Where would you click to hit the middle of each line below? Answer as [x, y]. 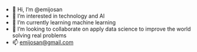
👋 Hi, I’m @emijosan [37, 9]
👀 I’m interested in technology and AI [58, 16]
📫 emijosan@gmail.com [43, 42]
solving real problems [39, 35]
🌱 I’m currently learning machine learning [64, 22]
